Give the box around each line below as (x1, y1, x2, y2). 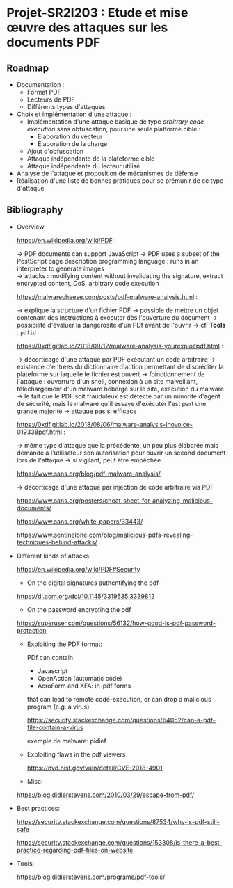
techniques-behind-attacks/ (16, 538, 97, 547)
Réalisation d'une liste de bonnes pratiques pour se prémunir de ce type (16, 177, 224, 185)
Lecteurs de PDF (26, 95, 76, 104)
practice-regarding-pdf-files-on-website (16, 846, 134, 854)
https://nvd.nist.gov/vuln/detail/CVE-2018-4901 (26, 764, 163, 772)
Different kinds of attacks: (16, 551, 91, 560)
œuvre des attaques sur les (6, 19, 168, 35)
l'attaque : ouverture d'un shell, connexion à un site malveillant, (16, 377, 198, 385)
